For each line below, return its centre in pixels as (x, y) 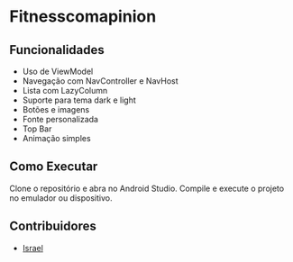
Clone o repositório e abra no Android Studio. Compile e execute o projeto (147, 188)
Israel (32, 248)
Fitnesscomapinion (83, 17)
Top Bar (37, 129)
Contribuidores (53, 226)
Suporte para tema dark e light (79, 100)
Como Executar (54, 167)
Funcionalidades (57, 50)
